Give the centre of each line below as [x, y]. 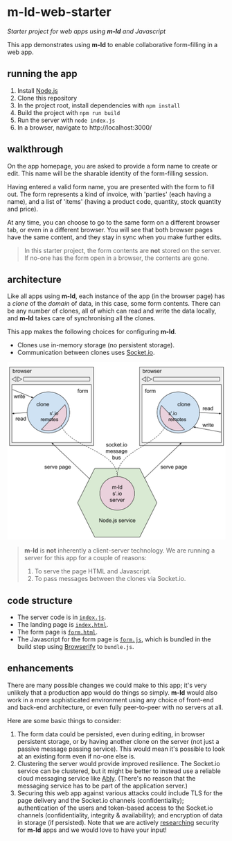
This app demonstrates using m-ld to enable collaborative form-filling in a [113, 44]
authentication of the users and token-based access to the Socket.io [115, 808]
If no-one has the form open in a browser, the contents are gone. [117, 258]
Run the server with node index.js [66, 120]
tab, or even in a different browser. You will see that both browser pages [110, 229]
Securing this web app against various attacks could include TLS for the [120, 793]
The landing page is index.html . [63, 625]
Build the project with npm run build [69, 112]
